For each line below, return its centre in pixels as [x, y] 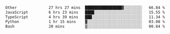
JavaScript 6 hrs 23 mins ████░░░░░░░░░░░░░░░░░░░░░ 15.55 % [85, 12]
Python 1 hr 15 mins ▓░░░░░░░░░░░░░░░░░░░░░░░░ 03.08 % [85, 21]
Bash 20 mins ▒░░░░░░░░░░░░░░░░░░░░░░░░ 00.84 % [85, 26]
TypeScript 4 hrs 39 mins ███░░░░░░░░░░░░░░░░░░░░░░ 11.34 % [85, 17]
